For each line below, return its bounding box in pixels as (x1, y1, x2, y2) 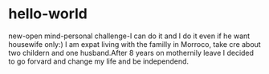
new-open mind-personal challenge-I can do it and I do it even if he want (8, 31, 251, 41)
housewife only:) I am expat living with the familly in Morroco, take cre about (8, 39, 261, 49)
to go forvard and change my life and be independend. (8, 56, 190, 66)
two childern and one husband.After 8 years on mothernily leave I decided (8, 48, 255, 57)
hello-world (8, 5, 88, 23)
